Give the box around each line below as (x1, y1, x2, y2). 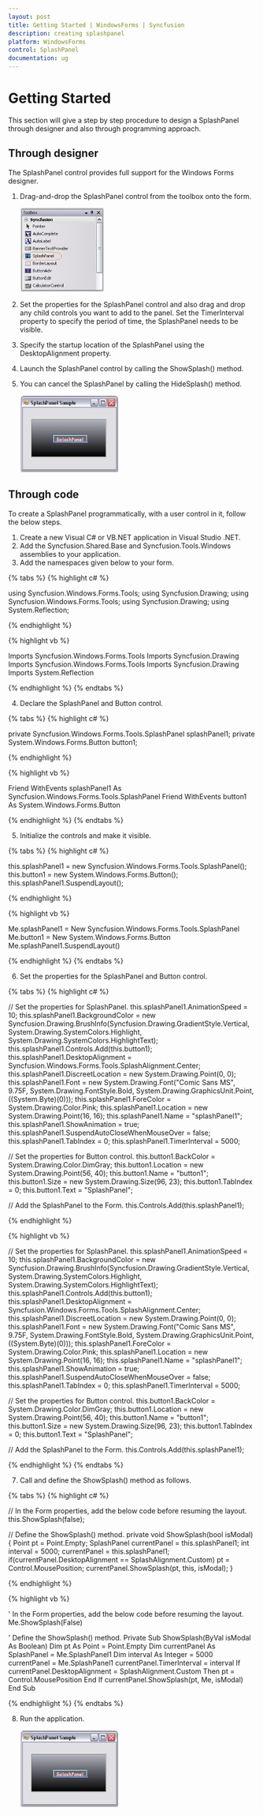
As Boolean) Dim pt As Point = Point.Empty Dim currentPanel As (8, 1641, 216, 1651)
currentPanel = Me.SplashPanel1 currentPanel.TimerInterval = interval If (8, 1658, 241, 1667)
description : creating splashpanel (8, 29, 125, 37)
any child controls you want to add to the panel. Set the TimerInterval (19, 308, 244, 318)
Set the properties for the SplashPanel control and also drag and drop (19, 299, 246, 309)
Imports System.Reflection (8, 667, 94, 677)
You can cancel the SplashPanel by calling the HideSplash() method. (19, 379, 243, 389)
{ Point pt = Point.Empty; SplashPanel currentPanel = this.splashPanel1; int (8, 1538, 250, 1547)
